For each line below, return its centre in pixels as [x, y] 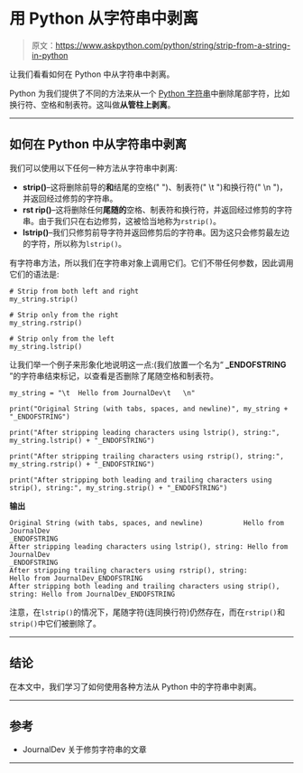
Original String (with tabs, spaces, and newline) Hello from [147, 523]
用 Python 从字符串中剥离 [104, 19]
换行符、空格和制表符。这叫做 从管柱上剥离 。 [92, 104]
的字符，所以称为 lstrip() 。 [74, 243]
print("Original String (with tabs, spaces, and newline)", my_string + [149, 409]
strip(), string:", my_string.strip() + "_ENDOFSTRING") [119, 488]
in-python [50, 55]
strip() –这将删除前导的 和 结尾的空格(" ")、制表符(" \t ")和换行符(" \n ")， [155, 187]
